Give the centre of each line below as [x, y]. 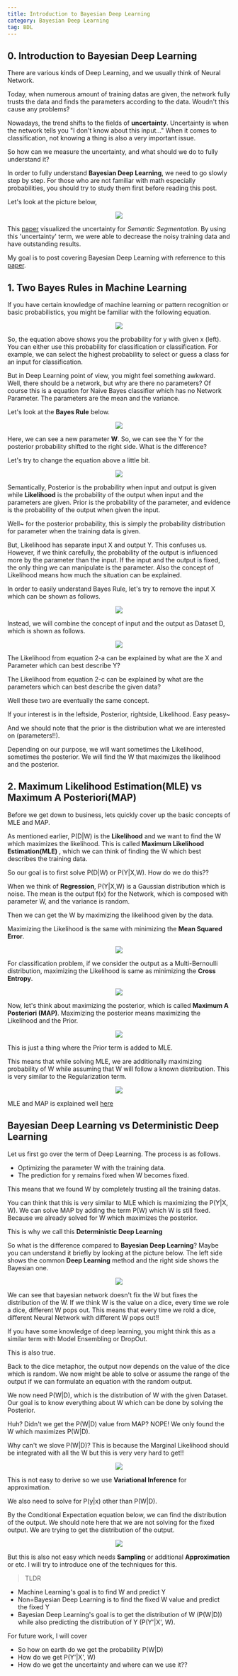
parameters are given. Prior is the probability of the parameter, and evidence [119, 502]
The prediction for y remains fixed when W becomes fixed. [103, 1175]
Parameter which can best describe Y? [64, 665]
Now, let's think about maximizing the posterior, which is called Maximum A [118, 1005]
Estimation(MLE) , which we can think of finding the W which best [104, 851]
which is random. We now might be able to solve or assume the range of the [119, 1374]
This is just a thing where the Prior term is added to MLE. [90, 1048]
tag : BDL [20, 27]
